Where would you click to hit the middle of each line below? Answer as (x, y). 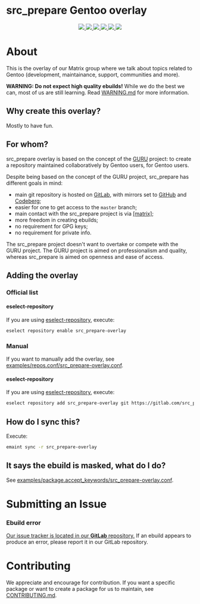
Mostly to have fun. (30, 125)
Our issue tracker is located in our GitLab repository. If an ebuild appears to (99, 536)
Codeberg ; (28, 201)
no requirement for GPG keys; (51, 226)
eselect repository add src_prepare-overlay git (68, 403)
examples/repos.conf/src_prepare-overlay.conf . (65, 366)
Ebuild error (24, 522)
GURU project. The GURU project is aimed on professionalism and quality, (97, 250)
